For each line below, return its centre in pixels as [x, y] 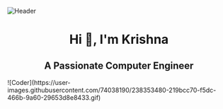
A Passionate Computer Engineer [119, 65]
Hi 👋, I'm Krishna [119, 40]
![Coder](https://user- [39, 82]
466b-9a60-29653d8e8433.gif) [54, 98]
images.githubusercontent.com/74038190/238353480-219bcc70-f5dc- [112, 90]
